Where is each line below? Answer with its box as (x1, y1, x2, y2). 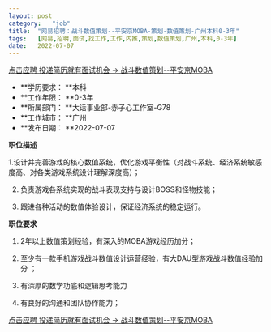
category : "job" (8, 19, 71, 28)
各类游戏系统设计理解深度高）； (36, 168, 140, 177)
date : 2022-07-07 (8, 42, 75, 50)
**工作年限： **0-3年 (19, 92, 94, 102)
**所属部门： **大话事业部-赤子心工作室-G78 (19, 103, 171, 113)
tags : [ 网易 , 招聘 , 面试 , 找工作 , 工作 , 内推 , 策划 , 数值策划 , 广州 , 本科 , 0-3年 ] (8, 34, 238, 43)
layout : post (8, 11, 53, 20)
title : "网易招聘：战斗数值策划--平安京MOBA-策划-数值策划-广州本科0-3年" (8, 27, 239, 35)
